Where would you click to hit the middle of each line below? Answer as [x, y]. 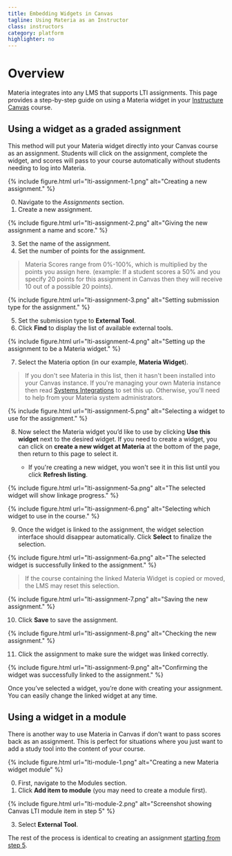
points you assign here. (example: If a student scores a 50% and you [122, 271]
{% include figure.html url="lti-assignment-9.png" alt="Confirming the [108, 667]
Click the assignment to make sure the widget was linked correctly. [113, 654]
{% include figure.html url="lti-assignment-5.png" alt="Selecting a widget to [116, 411]
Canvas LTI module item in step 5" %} [62, 811]
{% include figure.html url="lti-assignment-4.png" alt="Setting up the [107, 341]
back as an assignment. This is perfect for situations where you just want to [115, 741]
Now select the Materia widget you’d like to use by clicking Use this [114, 431]
